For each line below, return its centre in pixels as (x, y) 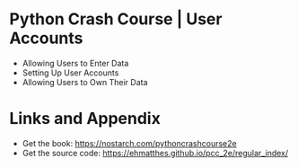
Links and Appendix (85, 119)
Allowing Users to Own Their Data (85, 82)
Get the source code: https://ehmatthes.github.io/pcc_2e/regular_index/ (155, 153)
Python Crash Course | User (116, 19)
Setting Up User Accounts (70, 73)
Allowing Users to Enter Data (75, 63)
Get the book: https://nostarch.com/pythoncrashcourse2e (129, 143)
